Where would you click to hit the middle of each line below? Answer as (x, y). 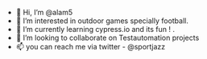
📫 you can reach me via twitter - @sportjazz (91, 47)
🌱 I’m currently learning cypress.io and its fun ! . (95, 29)
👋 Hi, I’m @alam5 (44, 12)
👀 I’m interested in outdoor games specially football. (102, 21)
